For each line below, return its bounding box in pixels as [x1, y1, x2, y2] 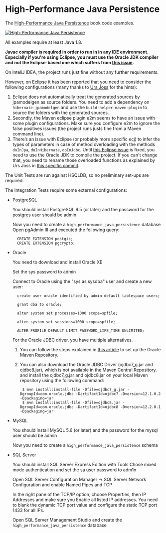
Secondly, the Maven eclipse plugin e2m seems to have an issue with [12, 115, 156, 121]
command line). [12, 131, 45, 136]
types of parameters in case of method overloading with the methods [12, 141, 156, 147]
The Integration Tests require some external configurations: [5, 187, 127, 193]
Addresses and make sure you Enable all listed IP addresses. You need [12, 497, 158, 503]
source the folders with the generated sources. [12, 110, 109, 116]
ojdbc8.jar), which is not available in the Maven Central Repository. [19, 367, 157, 373]
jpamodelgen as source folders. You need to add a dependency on [12, 99, 150, 105]
